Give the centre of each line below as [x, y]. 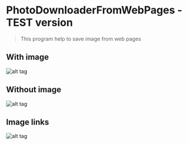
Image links [28, 122]
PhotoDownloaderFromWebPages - [94, 10]
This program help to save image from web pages [81, 39]
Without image [34, 90]
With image [28, 57]
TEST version [40, 23]
